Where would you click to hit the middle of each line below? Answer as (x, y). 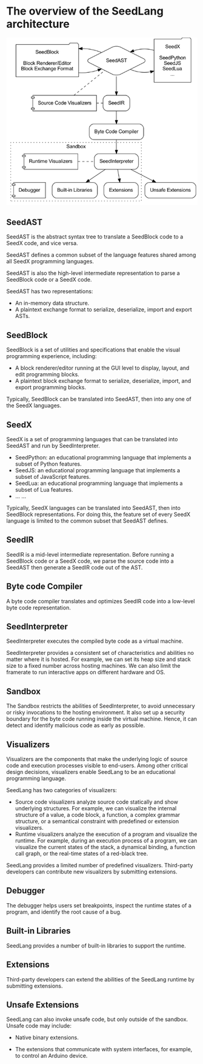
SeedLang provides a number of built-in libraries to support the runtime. (96, 946)
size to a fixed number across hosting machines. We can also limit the (93, 666)
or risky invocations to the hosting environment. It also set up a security (96, 713)
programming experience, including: (52, 356)
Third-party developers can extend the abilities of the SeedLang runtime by (101, 979)
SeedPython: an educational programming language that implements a (103, 457)
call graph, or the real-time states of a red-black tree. (82, 853)
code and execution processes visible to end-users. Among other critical (97, 765)
